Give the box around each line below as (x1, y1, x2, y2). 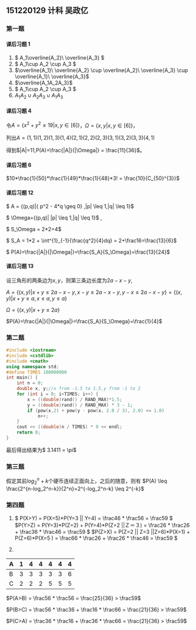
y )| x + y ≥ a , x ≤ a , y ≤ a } (6, 294, 68, 302)
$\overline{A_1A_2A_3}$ (14, 79, 73, 86)
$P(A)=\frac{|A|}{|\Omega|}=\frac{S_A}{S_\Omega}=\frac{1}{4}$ (6, 317, 162, 324)
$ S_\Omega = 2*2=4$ (6, 225, 62, 232)
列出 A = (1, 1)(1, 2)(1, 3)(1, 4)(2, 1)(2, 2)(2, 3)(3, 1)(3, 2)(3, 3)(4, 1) (6, 134, 155, 142)
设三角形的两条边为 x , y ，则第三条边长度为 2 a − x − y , (6, 277, 133, 284)
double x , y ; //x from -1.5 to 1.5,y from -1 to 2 (16, 386, 141, 392)
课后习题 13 (6, 262, 34, 270)
